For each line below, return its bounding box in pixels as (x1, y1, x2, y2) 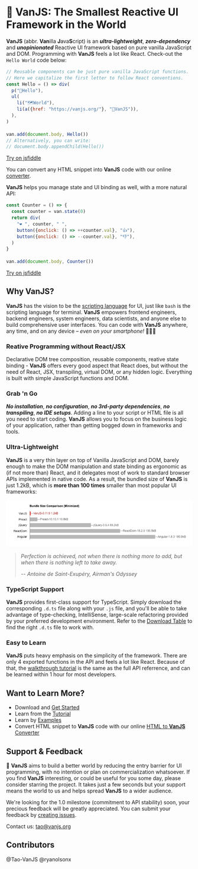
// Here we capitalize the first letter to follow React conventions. (6, 75, 184, 81)
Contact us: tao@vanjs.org (6, 823, 71, 830)
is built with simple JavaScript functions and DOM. (6, 375, 129, 382)
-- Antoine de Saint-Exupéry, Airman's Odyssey (20, 570, 138, 577)
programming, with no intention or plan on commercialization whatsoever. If (6, 768, 190, 775)
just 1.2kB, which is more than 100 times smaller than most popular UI (6, 482, 177, 489)
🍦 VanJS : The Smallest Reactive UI (6, 5, 179, 19)
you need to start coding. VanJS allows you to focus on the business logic (6, 415, 187, 423)
